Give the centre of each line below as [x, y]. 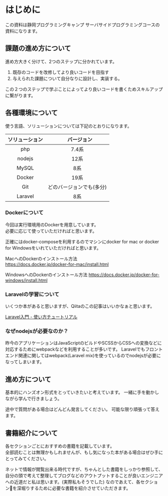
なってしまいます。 [25, 362]
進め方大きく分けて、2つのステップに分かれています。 [61, 61]
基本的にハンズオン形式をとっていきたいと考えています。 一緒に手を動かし [82, 392]
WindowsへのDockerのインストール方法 [46, 275]
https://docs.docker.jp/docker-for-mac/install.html [57, 264]
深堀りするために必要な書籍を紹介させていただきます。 [74, 488]
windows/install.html [26, 280]
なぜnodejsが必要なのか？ [37, 331]
